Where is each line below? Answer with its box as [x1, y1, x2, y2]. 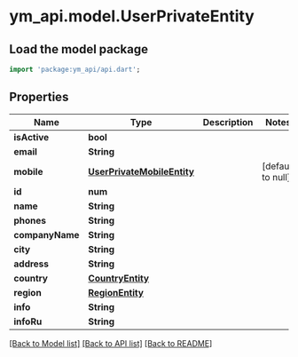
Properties [9, 90, 69, 105]
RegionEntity [88, 286, 145, 298]
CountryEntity [88, 272, 149, 284]
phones [13, 214, 47, 226]
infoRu [13, 315, 43, 328]
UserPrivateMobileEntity [88, 165, 195, 178]
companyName [13, 228, 80, 241]
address [13, 258, 50, 270]
